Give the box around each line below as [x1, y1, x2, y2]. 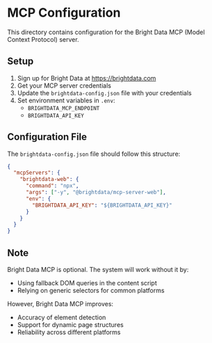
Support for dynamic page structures [17, 321, 124, 328]
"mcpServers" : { [13, 169, 60, 177]
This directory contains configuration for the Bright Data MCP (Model [7, 28, 205, 36]
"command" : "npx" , [25, 182, 79, 189]
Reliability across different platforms [17, 328, 121, 336]
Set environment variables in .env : [17, 96, 115, 104]
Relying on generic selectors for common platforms [17, 287, 165, 294]
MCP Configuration [7, 5, 121, 21]
